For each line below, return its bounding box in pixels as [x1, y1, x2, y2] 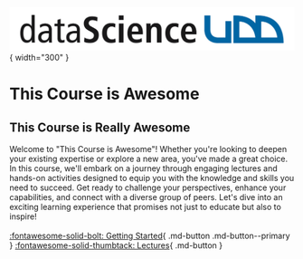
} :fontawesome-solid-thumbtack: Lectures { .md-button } [9, 240, 223, 251]
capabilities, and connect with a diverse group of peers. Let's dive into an [9, 192, 283, 203]
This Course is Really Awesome [9, 120, 191, 135]
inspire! [9, 211, 38, 222]
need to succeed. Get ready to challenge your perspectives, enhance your [9, 182, 287, 193]
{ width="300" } [9, 53, 70, 63]
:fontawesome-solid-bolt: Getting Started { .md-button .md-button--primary [9, 230, 291, 242]
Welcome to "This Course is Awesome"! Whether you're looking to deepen [9, 144, 288, 155]
